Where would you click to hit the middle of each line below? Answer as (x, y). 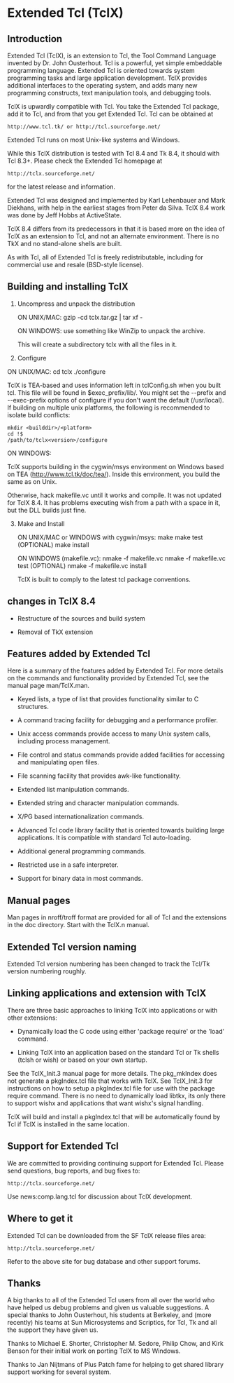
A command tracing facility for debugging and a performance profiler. (118, 720)
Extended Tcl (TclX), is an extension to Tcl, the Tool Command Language (112, 55)
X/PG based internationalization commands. (81, 817)
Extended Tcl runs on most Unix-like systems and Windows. (94, 140)
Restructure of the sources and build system (81, 618)
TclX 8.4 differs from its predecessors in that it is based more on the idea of (116, 229)
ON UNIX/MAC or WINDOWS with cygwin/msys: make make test (110, 537)
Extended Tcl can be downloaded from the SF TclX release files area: (107, 1235)
